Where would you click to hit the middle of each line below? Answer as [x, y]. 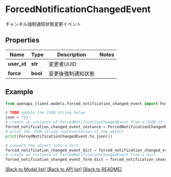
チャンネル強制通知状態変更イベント [43, 24]
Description [72, 54]
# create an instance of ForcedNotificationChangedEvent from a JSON [81, 122]
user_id [17, 63]
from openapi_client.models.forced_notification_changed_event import [82, 103]
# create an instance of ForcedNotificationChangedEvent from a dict [81, 155]
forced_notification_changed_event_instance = [55, 127]
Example [19, 92]
